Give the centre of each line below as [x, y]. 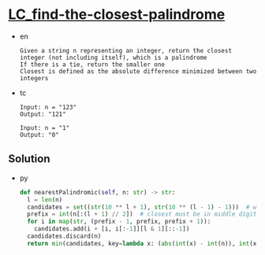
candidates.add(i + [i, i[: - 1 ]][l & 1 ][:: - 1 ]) [112, 229]
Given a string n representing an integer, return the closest [126, 50]
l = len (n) [45, 200]
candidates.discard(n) [64, 236]
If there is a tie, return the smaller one [92, 65]
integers [34, 78]
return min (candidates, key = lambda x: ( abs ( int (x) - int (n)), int [138, 243]
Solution [29, 159]
